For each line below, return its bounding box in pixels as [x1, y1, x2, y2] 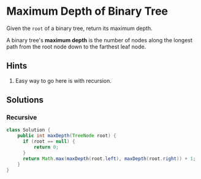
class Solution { [6, 127, 51, 133]
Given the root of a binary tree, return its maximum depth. [6, 25, 153, 32]
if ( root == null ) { [22, 139, 75, 145]
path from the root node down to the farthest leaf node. [6, 43, 146, 50]
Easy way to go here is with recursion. [15, 77, 112, 84]
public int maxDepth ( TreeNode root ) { [17, 133, 116, 139]
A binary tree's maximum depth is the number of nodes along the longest [6, 36, 193, 44]
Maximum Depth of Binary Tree [6, 4, 169, 18]
